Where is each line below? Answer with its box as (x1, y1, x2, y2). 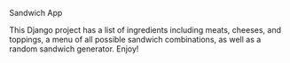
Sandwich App (9, 8, 63, 18)
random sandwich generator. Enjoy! (9, 43, 139, 54)
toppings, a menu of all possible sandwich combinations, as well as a (9, 35, 262, 44)
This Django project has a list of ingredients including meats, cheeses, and (9, 25, 282, 35)
